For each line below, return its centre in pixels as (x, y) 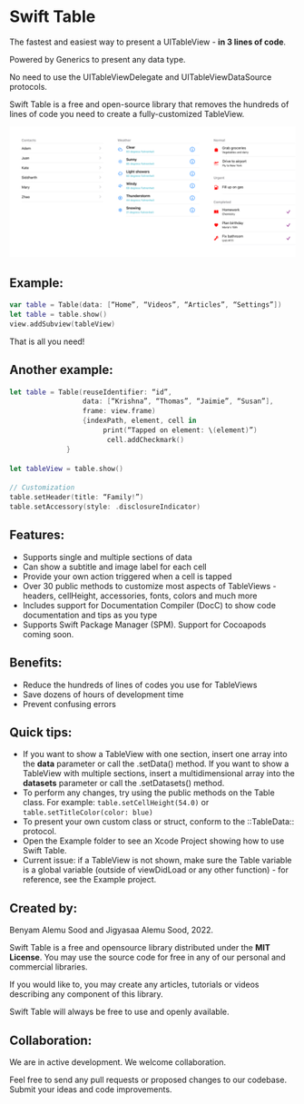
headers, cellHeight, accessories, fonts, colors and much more (140, 596)
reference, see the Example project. (89, 880)
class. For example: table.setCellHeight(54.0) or (116, 803)
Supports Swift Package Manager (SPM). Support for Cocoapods (144, 625)
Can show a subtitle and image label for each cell (114, 567)
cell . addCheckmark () (145, 439)
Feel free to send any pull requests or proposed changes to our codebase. (148, 1079)
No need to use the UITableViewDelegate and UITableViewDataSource (141, 77)
